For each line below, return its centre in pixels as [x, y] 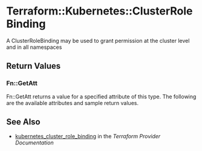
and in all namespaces [34, 47]
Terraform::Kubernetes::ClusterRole [99, 11]
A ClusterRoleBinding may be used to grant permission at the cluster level [98, 40]
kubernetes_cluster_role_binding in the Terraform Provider [88, 137]
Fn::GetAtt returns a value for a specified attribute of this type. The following [101, 96]
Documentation [34, 143]
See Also [23, 122]
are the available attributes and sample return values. [73, 103]
